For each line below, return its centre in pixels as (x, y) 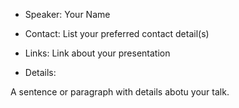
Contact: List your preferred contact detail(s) (117, 33)
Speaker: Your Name (67, 14)
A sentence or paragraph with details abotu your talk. (120, 92)
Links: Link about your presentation (97, 53)
